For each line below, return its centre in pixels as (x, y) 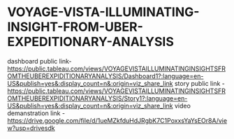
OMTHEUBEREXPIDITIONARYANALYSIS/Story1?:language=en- (97, 98)
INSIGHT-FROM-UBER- (75, 27)
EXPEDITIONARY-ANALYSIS (91, 42)
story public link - (199, 83)
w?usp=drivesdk (31, 128)
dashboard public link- (39, 61)
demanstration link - (36, 113)
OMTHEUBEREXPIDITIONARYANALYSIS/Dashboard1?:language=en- (105, 76)
